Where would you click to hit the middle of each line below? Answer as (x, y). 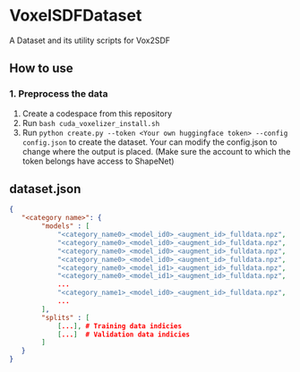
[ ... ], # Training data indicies (119, 326)
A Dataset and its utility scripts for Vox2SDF (90, 40)
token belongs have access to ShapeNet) (98, 161)
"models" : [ (66, 226)
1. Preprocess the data (59, 94)
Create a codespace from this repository (97, 114)
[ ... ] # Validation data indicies (124, 334)
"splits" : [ (66, 317)
